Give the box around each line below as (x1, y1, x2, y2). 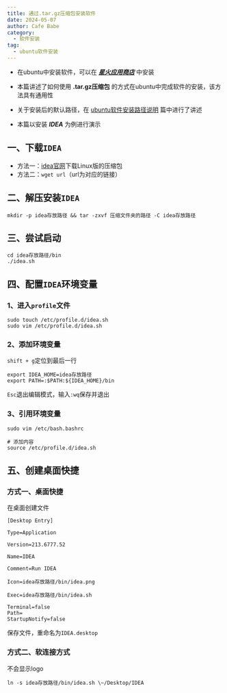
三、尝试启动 (7, 232, 62, 244)
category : (7, 29, 36, 36)
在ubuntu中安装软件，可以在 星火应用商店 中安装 (16, 68, 155, 76)
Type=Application (7, 529, 57, 536)
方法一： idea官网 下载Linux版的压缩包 (16, 162, 123, 170)
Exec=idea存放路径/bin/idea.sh (7, 592, 92, 599)
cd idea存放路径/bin (7, 252, 62, 259)
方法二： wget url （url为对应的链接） (16, 170, 122, 178)
